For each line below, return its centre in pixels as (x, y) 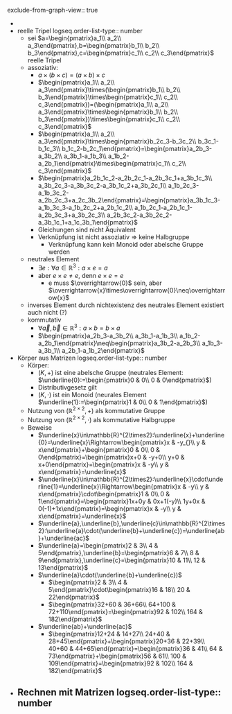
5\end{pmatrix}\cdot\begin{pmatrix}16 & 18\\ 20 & (119, 589)
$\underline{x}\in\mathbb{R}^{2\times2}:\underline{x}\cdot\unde (131, 479)
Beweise (39, 427)
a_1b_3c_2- (53, 193)
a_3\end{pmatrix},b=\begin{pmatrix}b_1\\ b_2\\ (93, 45)
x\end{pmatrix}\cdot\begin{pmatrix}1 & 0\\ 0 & (104, 494)
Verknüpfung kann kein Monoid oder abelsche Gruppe (126, 244)
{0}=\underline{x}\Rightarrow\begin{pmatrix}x (104, 442)
